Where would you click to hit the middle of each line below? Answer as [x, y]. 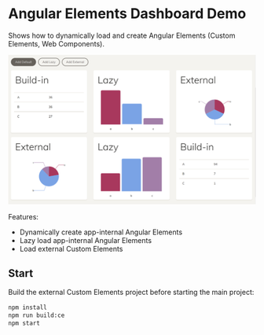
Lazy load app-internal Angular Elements [85, 240]
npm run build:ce [37, 315]
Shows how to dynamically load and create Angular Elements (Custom [122, 35]
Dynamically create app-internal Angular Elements [101, 232]
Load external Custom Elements [71, 248]
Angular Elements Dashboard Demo [127, 14]
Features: [24, 216]
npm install [27, 307]
